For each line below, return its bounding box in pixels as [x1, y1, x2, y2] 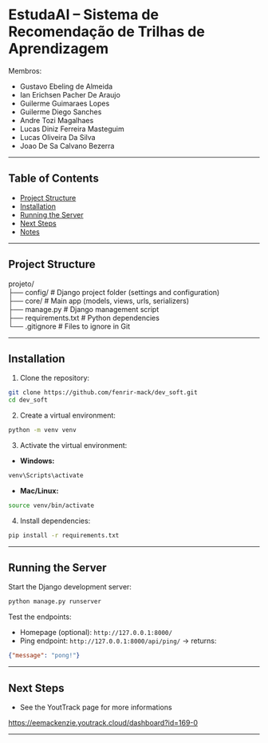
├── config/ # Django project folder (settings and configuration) [8, 287, 220, 297]
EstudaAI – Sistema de [8, 6, 160, 24]
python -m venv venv [8, 426, 77, 434]
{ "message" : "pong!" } [8, 652, 81, 660]
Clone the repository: [19, 373, 90, 383]
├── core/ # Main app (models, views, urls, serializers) [8, 296, 190, 306]
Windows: [19, 456, 55, 465]
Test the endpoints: [8, 612, 72, 621]
